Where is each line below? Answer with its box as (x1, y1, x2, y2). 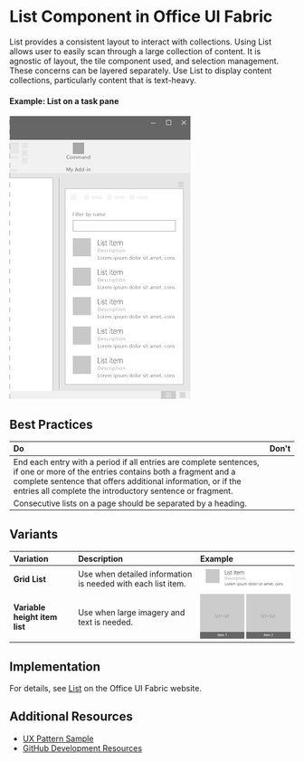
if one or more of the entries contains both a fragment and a (13, 466, 236, 477)
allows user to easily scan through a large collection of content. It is (9, 45, 261, 56)
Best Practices (9, 416, 93, 432)
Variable (13, 602, 46, 613)
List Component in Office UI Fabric (9, 6, 273, 27)
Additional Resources (9, 709, 133, 725)
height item (13, 612, 58, 623)
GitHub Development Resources (22, 742, 143, 753)
